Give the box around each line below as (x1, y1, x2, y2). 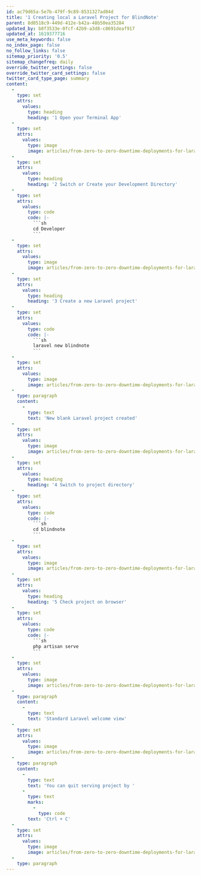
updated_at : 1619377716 (6, 31, 66, 37)
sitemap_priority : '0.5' (6, 53, 68, 59)
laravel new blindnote (32, 342, 90, 349)
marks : (28, 799, 44, 805)
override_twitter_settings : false (6, 64, 93, 71)
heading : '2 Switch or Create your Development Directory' (28, 181, 178, 187)
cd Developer (32, 226, 66, 232)
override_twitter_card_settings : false (6, 70, 106, 76)
